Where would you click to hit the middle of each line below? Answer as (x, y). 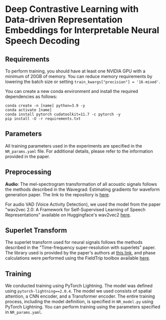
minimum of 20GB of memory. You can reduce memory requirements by (79, 76)
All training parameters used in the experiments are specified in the (74, 146)
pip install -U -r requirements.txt (43, 119)
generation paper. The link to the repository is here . (57, 194)
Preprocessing (28, 172)
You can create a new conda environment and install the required (72, 91)
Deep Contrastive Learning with (72, 9)
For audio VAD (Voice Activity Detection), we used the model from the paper (83, 204)
